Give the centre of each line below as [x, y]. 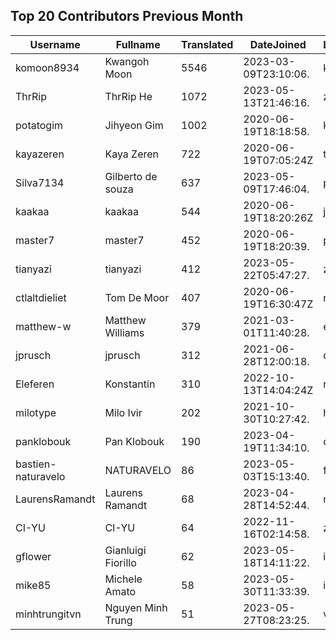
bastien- [36, 464]
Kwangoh [127, 61]
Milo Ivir [123, 412]
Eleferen [35, 384]
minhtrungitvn [48, 614]
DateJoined [278, 44]
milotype [36, 412]
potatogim [39, 125]
